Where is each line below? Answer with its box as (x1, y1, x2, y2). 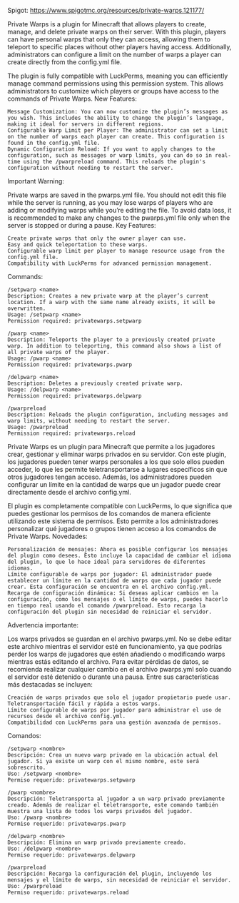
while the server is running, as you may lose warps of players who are (7, 198, 213, 206)
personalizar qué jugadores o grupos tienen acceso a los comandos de (7, 525, 217, 533)
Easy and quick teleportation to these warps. (7, 241, 148, 248)
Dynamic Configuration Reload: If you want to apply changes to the (7, 146, 215, 153)
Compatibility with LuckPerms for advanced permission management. (7, 260, 213, 267)
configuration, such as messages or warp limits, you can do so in (7, 152, 213, 159)
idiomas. (7, 565, 34, 572)
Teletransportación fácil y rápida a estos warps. (7, 700, 161, 707)
